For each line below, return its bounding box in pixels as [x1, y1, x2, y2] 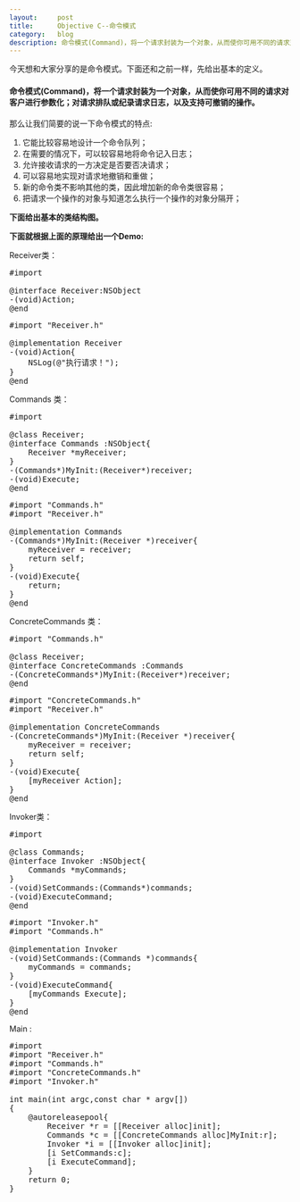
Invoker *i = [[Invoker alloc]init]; [46, 1139, 212, 1149]
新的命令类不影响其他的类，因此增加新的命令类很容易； [21, 182, 226, 193]
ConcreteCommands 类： [9, 616, 104, 627]
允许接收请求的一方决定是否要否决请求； [21, 160, 171, 171]
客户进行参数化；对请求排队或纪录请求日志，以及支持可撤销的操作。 [9, 96, 260, 107]
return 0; [28, 1175, 71, 1185]
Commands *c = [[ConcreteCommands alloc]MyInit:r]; [46, 1131, 279, 1140]
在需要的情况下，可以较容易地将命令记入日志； [21, 148, 195, 159]
